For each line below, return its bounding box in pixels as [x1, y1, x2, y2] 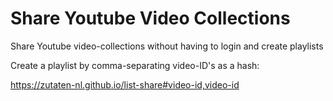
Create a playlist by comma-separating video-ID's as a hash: [10, 59, 260, 71]
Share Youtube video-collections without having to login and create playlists [10, 40, 324, 52]
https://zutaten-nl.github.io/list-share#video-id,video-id [10, 78, 240, 91]
